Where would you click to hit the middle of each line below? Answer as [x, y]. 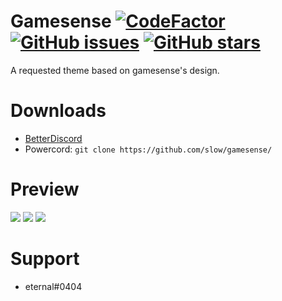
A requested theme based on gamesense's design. [115, 70]
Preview [45, 189]
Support [45, 259]
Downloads [58, 111]
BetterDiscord [53, 138]
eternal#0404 [53, 286]
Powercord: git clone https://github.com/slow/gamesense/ [148, 149]
